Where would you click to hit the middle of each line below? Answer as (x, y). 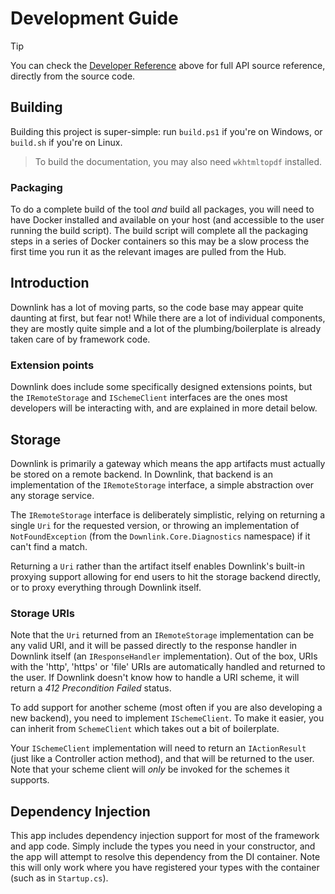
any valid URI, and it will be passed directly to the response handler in (154, 646)
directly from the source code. (73, 76)
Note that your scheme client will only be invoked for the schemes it (150, 769)
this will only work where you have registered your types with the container (165, 868)
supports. (30, 780)
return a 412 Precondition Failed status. (91, 688)
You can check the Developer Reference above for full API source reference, (168, 65)
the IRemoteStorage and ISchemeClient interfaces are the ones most (149, 398)
